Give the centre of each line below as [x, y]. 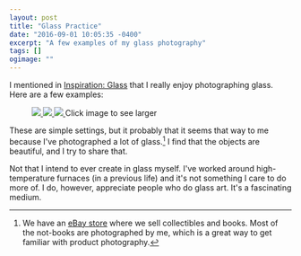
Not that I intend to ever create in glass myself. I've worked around [132, 168]
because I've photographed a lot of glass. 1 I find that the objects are [135, 141]
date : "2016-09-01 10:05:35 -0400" [76, 34]
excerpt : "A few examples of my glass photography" [107, 43]
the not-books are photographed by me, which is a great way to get [147, 232]
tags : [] [26, 51]
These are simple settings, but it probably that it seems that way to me [139, 130]
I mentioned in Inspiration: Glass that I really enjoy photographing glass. [141, 85]
